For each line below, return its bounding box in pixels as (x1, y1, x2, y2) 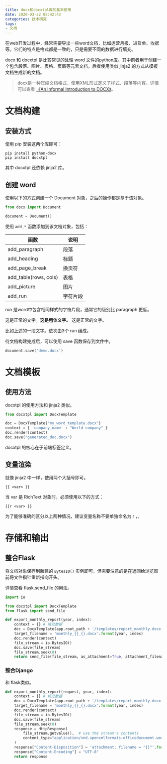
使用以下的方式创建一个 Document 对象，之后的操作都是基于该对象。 (5, 195, 147, 201)
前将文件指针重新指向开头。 (5, 574, 62, 580)
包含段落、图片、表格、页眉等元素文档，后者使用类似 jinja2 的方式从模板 (9, 63, 158, 69)
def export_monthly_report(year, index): (5, 617, 92, 623)
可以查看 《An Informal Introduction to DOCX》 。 (17, 86, 116, 92)
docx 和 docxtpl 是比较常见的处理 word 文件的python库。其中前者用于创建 (5, 57, 158, 63)
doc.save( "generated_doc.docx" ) (5, 435, 72, 440)
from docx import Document (5, 205, 61, 210)
